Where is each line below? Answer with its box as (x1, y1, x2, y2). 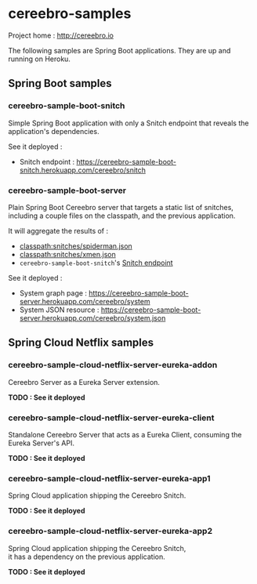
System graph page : (19, 288, 88, 298)
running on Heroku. (8, 54, 71, 63)
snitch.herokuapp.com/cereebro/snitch (19, 165, 147, 175)
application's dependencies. (8, 126, 100, 136)
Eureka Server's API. (8, 438, 74, 448)
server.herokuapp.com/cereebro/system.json (19, 313, 166, 322)
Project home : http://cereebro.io (8, 31, 114, 40)
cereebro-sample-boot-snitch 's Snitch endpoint (19, 258, 174, 267)
